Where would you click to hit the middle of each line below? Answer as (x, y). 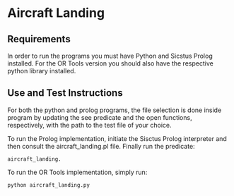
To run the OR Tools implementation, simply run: (77, 172)
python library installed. (42, 71)
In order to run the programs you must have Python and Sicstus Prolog (110, 56)
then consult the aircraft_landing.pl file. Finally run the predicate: (101, 146)
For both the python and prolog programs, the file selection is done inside (115, 110)
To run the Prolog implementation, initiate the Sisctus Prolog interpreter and (117, 138)
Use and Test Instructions (65, 93)
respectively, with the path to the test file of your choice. (89, 125)
